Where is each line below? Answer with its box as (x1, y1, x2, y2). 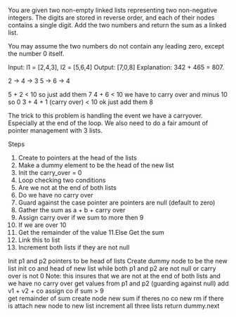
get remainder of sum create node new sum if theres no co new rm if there (8, 295, 224, 302)
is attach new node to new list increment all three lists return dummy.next (8, 302, 220, 310)
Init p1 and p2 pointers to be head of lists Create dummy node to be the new (8, 257, 228, 265)
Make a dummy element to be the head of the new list (18, 161, 174, 169)
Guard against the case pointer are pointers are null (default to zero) (18, 198, 216, 207)
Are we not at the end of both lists (18, 183, 117, 192)
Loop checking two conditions (18, 176, 106, 184)
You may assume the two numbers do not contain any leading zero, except (8, 42, 224, 50)
